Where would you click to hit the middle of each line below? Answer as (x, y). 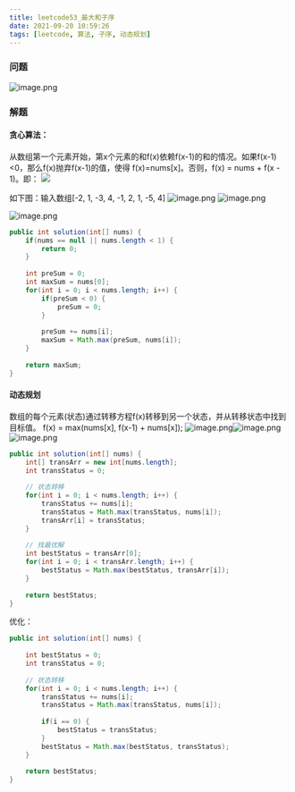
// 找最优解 (45, 545)
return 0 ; (59, 249)
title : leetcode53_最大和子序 (62, 17)
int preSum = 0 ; (56, 274)
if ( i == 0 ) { (66, 722)
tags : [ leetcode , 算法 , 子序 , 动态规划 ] (80, 34)
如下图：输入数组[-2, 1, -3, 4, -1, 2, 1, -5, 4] (88, 198)
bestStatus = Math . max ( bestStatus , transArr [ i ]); (135, 570)
